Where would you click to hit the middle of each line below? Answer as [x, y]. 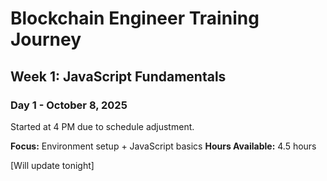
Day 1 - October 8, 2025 [69, 105]
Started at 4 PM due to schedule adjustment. [102, 126]
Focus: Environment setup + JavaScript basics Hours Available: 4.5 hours [163, 146]
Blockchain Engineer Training [135, 18]
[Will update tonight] [52, 165]
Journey [46, 39]
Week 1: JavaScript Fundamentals [118, 76]
